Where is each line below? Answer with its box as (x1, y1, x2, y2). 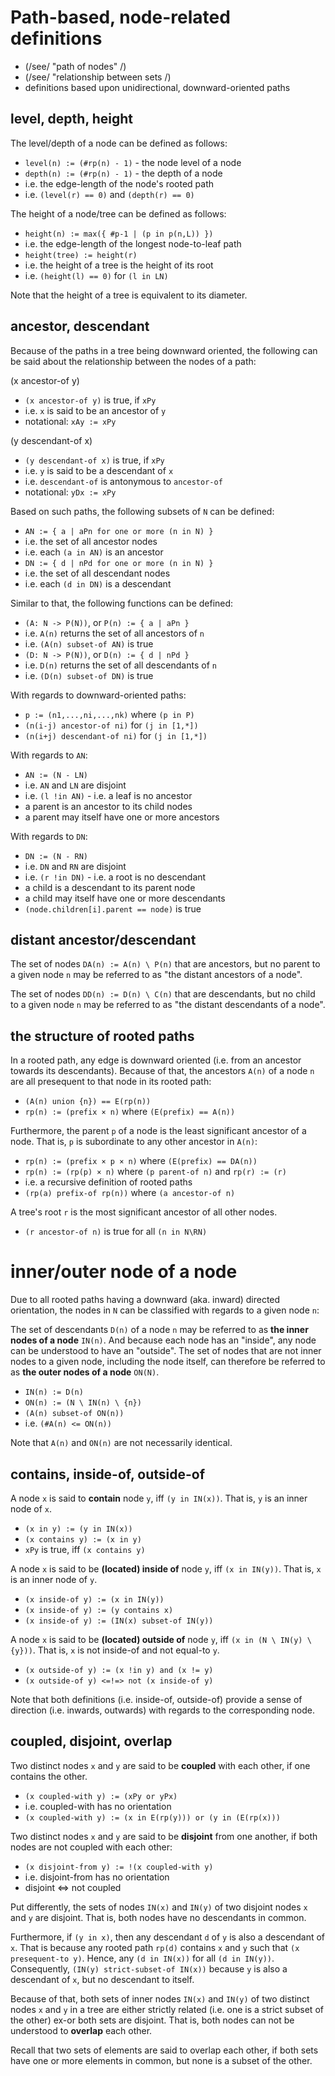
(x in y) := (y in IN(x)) (24, 1524, 133, 1534)
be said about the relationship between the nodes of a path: (10, 355, 257, 367)
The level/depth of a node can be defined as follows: (10, 137, 228, 149)
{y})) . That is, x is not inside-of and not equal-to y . (10, 1644, 220, 1656)
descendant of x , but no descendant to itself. (10, 1973, 195, 1985)
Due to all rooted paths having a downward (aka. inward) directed (10, 1294, 281, 1306)
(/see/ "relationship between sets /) (24, 71, 172, 83)
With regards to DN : (10, 830, 88, 842)
